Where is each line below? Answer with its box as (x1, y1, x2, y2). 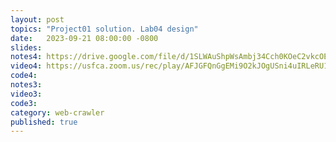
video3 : (10, 89, 43, 99)
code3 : (10, 98, 38, 108)
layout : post (10, 14, 65, 25)
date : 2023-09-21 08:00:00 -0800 (10, 33, 159, 43)
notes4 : (10, 52, 43, 62)
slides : (10, 42, 43, 53)
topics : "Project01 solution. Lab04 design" (10, 24, 199, 34)
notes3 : (10, 80, 43, 90)
